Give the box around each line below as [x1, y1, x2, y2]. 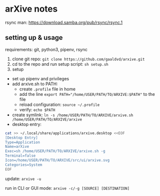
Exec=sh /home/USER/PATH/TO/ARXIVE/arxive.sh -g [5, 149, 106, 154]
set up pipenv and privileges [12, 75, 70, 81]
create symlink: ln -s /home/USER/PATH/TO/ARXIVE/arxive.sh [12, 112, 134, 118]
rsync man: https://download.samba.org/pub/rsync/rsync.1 [5, 19, 123, 25]
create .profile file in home [19, 86, 76, 92]
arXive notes [5, 3, 58, 15]
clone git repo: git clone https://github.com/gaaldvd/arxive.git [12, 56, 145, 62]
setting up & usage [5, 34, 63, 42]
